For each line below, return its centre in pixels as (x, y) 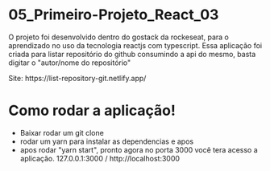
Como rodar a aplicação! (92, 111)
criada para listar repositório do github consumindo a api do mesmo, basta (132, 54)
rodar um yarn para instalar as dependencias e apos (107, 141)
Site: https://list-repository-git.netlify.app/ (77, 78)
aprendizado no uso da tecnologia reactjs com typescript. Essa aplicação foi (135, 45)
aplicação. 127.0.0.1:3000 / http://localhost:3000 (100, 158)
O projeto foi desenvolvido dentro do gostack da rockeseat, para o (119, 37)
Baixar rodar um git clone (62, 132)
